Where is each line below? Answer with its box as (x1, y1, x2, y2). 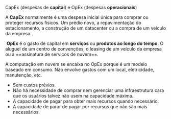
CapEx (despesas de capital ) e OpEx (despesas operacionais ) (5, 5, 137, 10)
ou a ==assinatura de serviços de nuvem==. (5, 51, 99, 57)
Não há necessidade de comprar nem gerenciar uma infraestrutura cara (12, 87, 164, 93)
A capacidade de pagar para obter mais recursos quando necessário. (12, 98, 159, 104)
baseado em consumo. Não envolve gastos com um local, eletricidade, (5, 66, 155, 73)
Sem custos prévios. (12, 82, 56, 88)
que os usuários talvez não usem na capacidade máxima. (12, 93, 134, 99)
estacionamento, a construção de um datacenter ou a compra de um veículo (5, 25, 166, 31)
